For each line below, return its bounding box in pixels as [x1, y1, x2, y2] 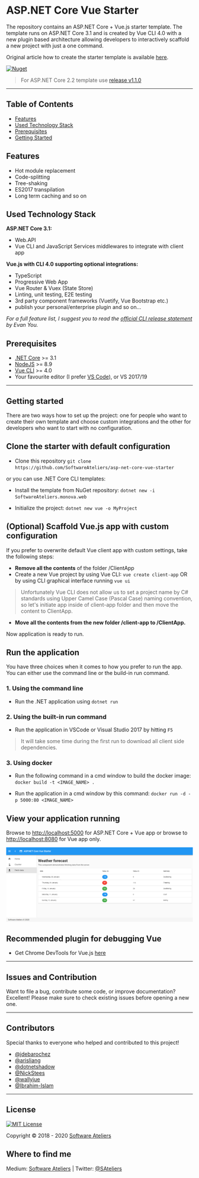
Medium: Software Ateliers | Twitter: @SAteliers [6, 1165, 123, 1172]
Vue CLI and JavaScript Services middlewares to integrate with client [14, 243, 184, 250]
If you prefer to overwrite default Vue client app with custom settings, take [6, 546, 188, 553]
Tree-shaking [14, 179, 48, 187]
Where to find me [6, 1149, 72, 1160]
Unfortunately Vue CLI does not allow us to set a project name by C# [20, 588, 188, 596]
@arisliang [14, 1056, 41, 1064]
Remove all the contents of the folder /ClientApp [14, 564, 134, 571]
